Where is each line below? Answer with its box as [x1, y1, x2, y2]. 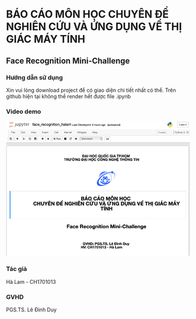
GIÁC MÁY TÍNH [6, 33, 86, 46]
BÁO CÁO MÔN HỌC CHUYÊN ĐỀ [6, 8, 169, 21]
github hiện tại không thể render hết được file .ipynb [6, 92, 131, 100]
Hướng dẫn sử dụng [6, 73, 63, 81]
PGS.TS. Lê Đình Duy [6, 306, 57, 313]
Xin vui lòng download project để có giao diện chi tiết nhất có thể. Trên [6, 87, 176, 94]
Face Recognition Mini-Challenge [6, 56, 130, 66]
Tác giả [6, 265, 27, 273]
